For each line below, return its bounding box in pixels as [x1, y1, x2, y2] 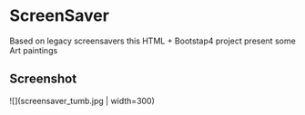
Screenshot [9, 72, 77, 87]
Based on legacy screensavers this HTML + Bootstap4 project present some [9, 35, 296, 46]
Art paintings [9, 44, 58, 55]
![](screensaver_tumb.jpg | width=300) [9, 95, 155, 106]
